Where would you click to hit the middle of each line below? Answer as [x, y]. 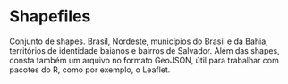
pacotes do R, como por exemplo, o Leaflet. [90, 70]
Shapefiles [50, 17]
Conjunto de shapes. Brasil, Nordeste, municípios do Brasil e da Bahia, [139, 41]
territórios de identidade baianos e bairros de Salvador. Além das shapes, [144, 50]
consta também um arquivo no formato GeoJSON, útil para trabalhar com [144, 60]
